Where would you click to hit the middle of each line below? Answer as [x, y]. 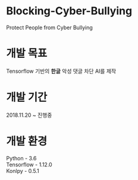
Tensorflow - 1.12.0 [29, 165]
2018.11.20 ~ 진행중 [29, 115]
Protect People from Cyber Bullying [50, 27]
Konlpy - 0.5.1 [23, 170]
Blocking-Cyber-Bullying [69, 11]
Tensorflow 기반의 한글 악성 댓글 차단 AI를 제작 [61, 71]
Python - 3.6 [21, 158]
